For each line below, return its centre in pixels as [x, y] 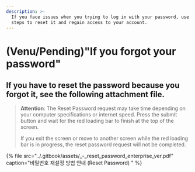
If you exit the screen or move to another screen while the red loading [104, 139]
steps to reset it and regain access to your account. [79, 22]
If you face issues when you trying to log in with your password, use [100, 17]
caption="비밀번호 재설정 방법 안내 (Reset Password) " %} [74, 163]
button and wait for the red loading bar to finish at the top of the [97, 121]
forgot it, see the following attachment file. [85, 94]
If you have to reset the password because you [93, 85]
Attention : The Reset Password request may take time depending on [103, 108]
